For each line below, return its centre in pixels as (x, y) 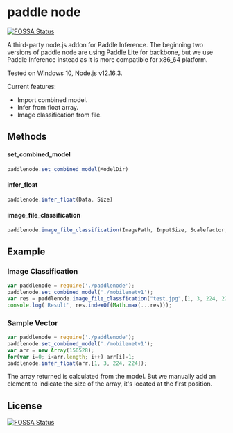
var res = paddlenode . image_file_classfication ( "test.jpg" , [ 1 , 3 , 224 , (113, 299)
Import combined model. (52, 100)
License (25, 406)
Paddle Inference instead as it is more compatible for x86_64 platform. (107, 59)
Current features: (32, 86)
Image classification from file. (59, 115)
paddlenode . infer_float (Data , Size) (60, 199)
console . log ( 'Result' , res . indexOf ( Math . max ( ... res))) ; (89, 305)
